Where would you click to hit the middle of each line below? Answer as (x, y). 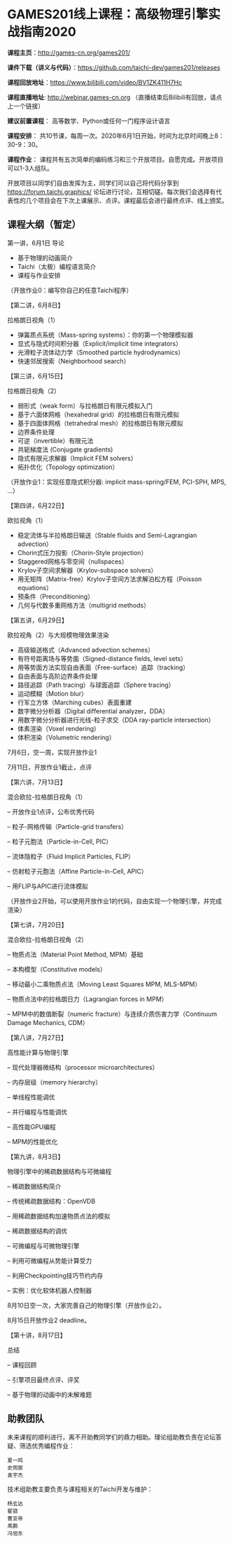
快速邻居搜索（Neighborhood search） (73, 361)
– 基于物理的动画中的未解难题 (50, 1395)
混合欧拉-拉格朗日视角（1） (47, 797)
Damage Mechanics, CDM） (48, 1022)
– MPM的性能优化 (33, 1141)
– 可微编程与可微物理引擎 (43, 1245)
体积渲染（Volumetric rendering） (66, 737)
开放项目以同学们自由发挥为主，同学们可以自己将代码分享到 (93, 183)
